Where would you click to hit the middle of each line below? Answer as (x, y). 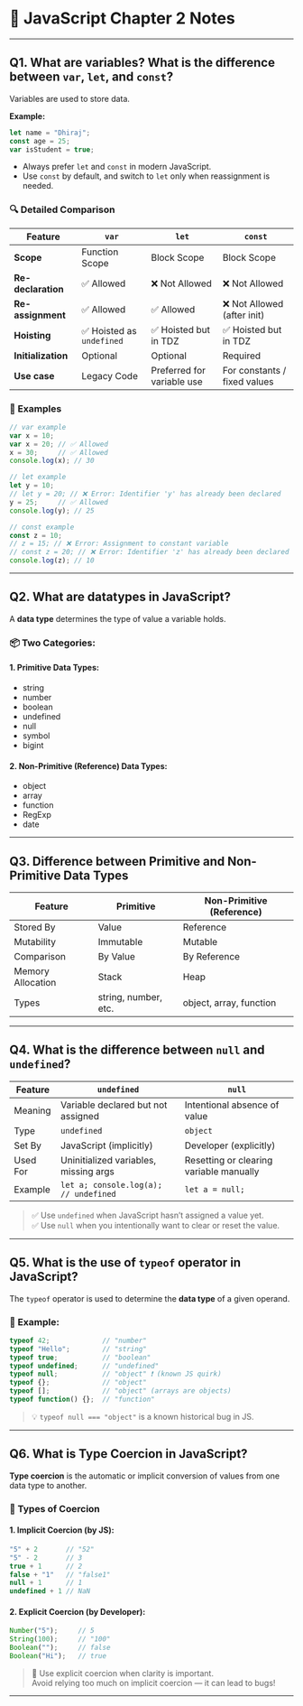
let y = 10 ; (32, 486)
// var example (38, 427)
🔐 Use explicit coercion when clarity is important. (123, 1673)
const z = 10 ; (36, 535)
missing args (87, 1171)
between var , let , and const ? (92, 77)
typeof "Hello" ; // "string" (78, 1349)
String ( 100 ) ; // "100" (60, 1639)
